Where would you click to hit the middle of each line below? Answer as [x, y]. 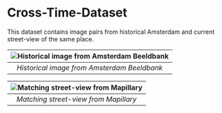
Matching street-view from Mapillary [77, 99]
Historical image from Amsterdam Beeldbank [90, 68]
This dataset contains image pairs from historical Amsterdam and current [111, 32]
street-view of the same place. [51, 39]
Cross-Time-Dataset [67, 13]
